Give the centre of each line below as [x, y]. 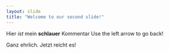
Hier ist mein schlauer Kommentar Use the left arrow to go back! [85, 33]
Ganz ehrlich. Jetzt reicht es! [41, 45]
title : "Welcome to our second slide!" [55, 17]
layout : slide [24, 11]
